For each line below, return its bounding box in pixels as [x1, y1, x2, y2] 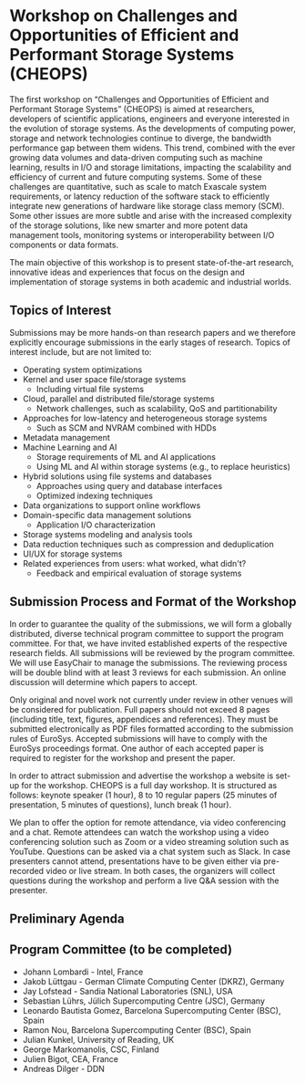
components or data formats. [9, 239, 119, 250]
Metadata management [22, 432, 111, 443]
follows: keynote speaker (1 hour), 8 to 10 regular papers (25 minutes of [9, 789, 278, 800]
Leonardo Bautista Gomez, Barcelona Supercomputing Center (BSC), [22, 1005, 281, 1015]
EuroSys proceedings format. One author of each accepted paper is [9, 743, 264, 754]
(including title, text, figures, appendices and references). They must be [9, 713, 279, 724]
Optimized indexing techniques [36, 490, 153, 501]
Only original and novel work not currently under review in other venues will [9, 694, 293, 705]
